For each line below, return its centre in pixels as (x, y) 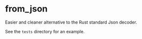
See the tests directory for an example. (45, 31)
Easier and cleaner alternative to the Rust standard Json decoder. (71, 22)
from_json (26, 9)
